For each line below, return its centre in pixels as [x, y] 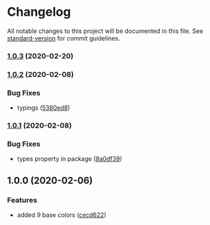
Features [22, 200]
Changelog [39, 12]
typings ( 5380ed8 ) [43, 108]
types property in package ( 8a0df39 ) [69, 159]
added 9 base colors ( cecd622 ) [62, 215]
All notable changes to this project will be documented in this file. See [105, 31]
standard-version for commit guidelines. [64, 38]
